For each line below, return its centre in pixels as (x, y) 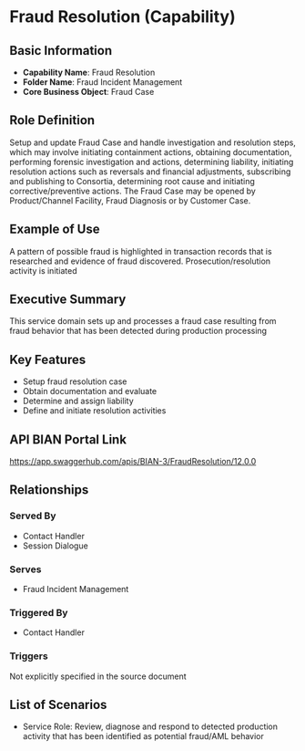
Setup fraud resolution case (75, 381)
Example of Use (55, 229)
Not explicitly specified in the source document (98, 676)
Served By (33, 516)
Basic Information (61, 51)
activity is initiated (43, 270)
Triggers (29, 656)
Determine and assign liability (78, 401)
